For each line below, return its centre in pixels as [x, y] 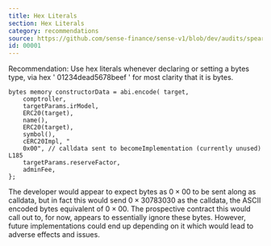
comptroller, [45, 99]
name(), [35, 121]
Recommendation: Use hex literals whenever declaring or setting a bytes [129, 69]
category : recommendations [54, 31]
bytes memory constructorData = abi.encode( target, [99, 92]
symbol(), [40, 135]
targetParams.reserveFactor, [72, 163]
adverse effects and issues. [54, 235]
